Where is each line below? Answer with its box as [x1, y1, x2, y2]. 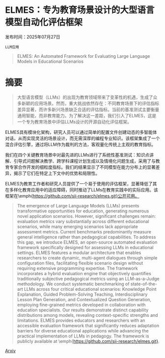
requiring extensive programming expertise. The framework [17, 265, 138, 271]
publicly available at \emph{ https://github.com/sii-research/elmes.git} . [17, 338, 160, 344]
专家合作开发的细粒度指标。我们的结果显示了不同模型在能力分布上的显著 [9, 164, 156, 170]
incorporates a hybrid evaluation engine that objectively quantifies [17, 270, 151, 276]
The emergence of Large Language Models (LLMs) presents [17, 203, 139, 208]
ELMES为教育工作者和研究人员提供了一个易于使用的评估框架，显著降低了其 [5, 180, 157, 186]
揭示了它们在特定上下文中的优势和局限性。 [13, 170, 100, 176]
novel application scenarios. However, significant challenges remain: [17, 213, 156, 219]
